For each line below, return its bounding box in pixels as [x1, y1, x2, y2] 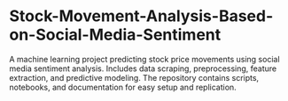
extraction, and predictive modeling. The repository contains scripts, [9, 72, 260, 83]
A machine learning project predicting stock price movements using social [9, 54, 281, 64]
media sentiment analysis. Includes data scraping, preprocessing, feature [9, 63, 277, 74]
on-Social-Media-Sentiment [9, 25, 222, 45]
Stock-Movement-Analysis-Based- [9, 6, 274, 26]
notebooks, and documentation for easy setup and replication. [9, 82, 237, 92]
